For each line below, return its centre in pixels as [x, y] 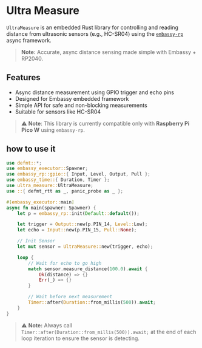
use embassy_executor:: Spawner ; [47, 169]
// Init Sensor [36, 241]
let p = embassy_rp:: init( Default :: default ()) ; [78, 213]
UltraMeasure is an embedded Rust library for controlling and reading [93, 27]
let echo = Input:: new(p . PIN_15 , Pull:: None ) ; [77, 230]
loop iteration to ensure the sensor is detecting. [80, 338]
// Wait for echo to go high [65, 263]
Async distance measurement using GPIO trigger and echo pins [95, 92]
